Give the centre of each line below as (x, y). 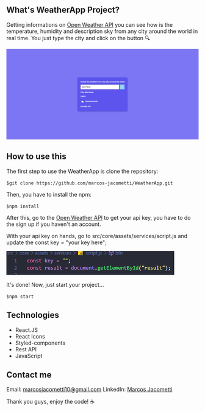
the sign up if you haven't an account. (54, 224)
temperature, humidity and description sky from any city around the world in (102, 31)
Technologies (33, 315)
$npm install (23, 206)
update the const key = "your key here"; (56, 242)
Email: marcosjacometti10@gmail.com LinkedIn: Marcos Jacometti (89, 390)
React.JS (27, 330)
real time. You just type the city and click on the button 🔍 (78, 38)
